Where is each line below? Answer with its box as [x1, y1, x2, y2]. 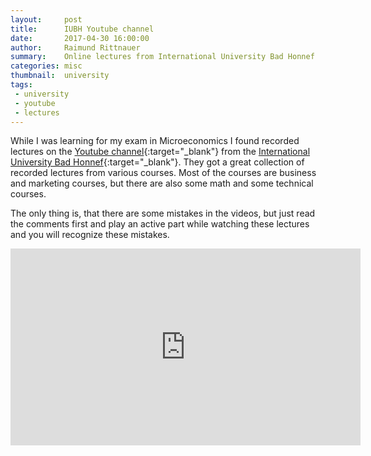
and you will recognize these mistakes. [10, 229, 170, 241]
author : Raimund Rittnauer [10, 42, 141, 53]
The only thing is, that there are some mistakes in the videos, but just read [10, 207, 316, 220]
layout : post [10, 14, 83, 25]
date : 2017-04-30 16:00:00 [10, 33, 150, 43]
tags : [10, 80, 33, 90]
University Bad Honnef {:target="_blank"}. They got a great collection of [10, 156, 305, 168]
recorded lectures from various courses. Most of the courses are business [10, 167, 317, 179]
